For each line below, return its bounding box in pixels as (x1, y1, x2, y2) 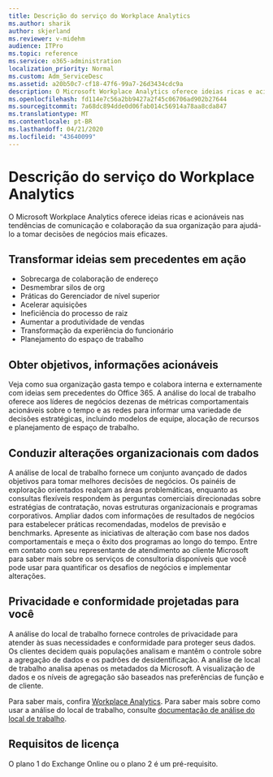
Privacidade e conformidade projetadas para (8, 594, 240, 609)
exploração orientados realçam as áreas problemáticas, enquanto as (8, 485, 238, 494)
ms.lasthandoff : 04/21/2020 (8, 125, 104, 133)
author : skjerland (8, 27, 71, 35)
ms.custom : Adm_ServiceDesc (8, 72, 104, 80)
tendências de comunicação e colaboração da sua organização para (8, 220, 238, 230)
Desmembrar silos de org (19, 283, 106, 292)
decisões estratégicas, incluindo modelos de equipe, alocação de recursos (8, 414, 260, 424)
